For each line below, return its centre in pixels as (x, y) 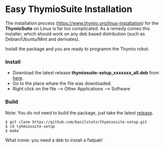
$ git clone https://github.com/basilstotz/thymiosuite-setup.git (76, 122)
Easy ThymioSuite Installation (69, 9)
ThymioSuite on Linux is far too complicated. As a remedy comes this (78, 28)
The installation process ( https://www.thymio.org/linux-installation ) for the (82, 23)
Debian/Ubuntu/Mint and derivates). (43, 39)
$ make (12, 131)
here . (18, 78)
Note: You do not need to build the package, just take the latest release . (79, 113)
